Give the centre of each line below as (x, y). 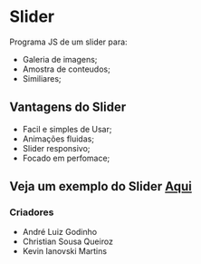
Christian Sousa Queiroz (67, 241)
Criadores (32, 212)
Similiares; (42, 78)
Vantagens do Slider (68, 108)
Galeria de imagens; (60, 59)
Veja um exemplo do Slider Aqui (100, 186)
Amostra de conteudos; (66, 69)
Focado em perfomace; (66, 158)
